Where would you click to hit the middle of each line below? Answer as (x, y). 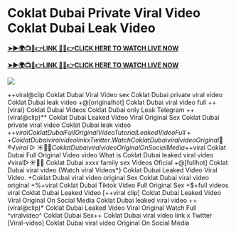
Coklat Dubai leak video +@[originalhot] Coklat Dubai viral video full (107, 102)
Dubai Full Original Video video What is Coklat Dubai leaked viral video (111, 155)
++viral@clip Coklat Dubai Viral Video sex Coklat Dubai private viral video (115, 94)
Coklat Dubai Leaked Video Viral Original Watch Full (121, 208)
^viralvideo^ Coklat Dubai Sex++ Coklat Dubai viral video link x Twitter (110, 215)
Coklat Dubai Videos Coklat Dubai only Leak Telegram (105, 110)
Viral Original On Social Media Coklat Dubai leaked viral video (97, 200)
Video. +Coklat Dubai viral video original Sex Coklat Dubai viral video (108, 177)
